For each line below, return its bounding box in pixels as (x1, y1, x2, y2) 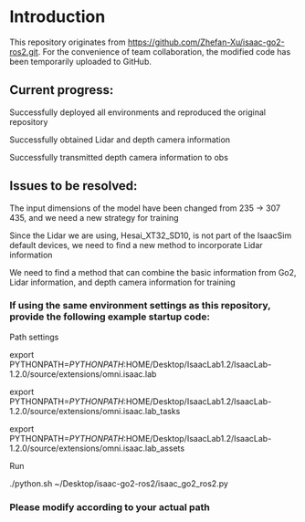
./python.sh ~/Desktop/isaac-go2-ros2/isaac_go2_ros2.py (9, 477, 228, 489)
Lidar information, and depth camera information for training (9, 277, 236, 287)
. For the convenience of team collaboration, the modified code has (37, 46, 291, 57)
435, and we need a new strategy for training (9, 212, 180, 223)
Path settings (9, 331, 59, 342)
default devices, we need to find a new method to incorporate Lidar (9, 239, 263, 250)
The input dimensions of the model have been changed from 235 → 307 (9, 203, 281, 214)
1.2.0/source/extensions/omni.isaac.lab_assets (9, 443, 185, 454)
